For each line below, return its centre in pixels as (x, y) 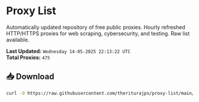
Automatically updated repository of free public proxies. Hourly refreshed (96, 27)
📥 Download (30, 77)
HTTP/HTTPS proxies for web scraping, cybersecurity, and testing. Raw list (98, 33)
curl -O (16, 93)
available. (18, 40)
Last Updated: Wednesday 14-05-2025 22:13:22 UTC (68, 51)
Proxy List (31, 11)
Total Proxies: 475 (28, 57)
